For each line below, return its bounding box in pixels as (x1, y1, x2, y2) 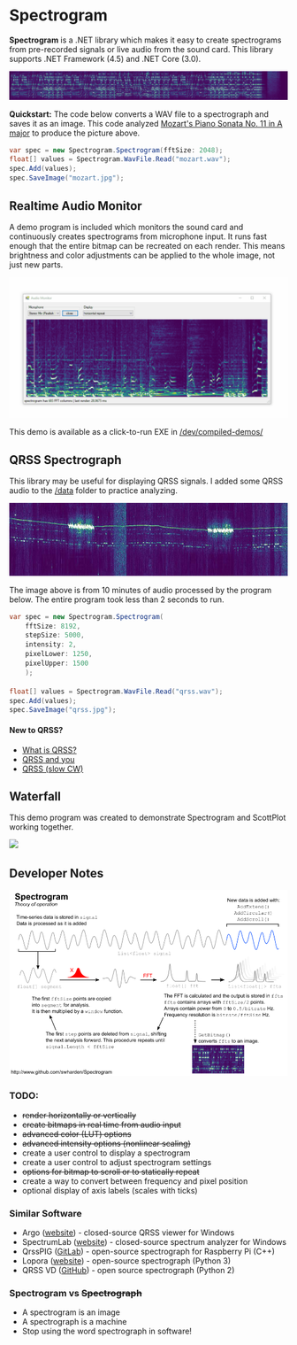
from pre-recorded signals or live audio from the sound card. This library (9, 43, 274, 54)
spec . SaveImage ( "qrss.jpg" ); (9, 706, 117, 715)
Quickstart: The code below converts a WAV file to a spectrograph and (9, 108, 270, 120)
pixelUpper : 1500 (25, 659, 89, 669)
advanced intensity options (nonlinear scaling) (21, 1138, 192, 1148)
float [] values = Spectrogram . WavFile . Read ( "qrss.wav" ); (9, 687, 224, 696)
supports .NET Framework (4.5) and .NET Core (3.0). (9, 53, 202, 64)
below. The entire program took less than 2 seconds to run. (9, 594, 225, 605)
